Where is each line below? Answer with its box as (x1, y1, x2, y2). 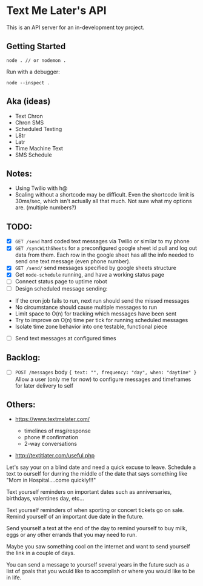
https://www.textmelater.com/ (15, 416, 90, 423)
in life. (6, 574, 22, 581)
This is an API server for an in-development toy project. (6, 24, 144, 31)
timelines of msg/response (24, 427, 91, 434)
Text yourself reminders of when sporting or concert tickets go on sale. (6, 507, 184, 514)
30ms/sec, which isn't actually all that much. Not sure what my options (15, 198, 192, 205)
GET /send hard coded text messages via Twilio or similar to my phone (15, 238, 190, 245)
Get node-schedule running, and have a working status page (15, 271, 165, 278)
